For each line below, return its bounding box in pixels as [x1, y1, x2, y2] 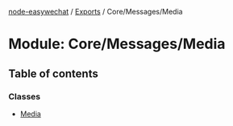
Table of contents [8, 67, 98, 80]
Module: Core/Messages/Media [8, 35, 226, 53]
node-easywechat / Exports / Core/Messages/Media [8, 7, 183, 16]
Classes [8, 91, 41, 102]
